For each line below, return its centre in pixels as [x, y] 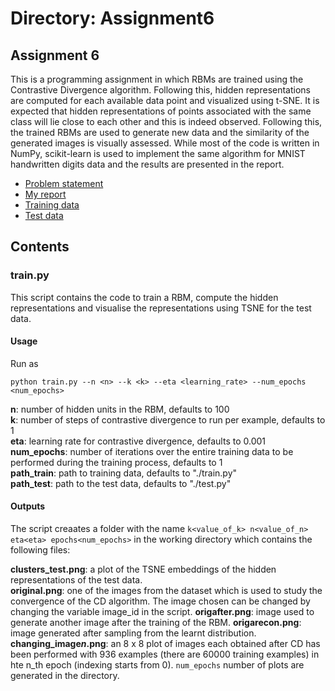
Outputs [28, 506]
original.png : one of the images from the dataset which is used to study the [166, 591]
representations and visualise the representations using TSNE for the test [161, 308]
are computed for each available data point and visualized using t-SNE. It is [165, 100]
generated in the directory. [65, 676]
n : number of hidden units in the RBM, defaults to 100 [120, 409]
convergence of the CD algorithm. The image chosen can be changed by [160, 601]
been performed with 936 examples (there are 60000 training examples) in [165, 654]
